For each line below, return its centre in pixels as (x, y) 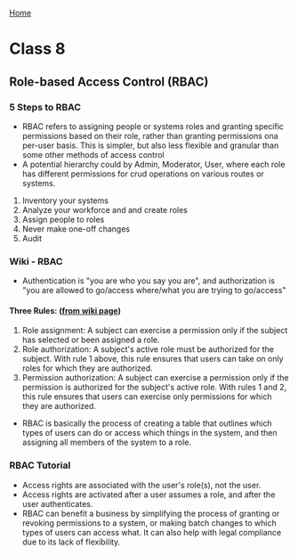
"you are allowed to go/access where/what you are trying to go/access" (154, 290)
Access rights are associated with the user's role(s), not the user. (141, 485)
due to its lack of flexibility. (71, 542)
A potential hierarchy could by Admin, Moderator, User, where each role (153, 164)
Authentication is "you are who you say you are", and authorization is (149, 281)
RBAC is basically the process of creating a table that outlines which (147, 423)
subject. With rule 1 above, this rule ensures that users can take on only (153, 359)
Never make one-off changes (76, 229)
